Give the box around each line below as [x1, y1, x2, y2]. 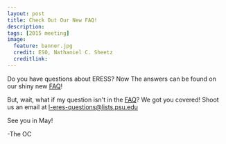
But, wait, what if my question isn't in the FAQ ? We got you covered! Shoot [7, 95, 220, 104]
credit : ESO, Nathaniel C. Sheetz [13, 49, 113, 56]
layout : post [7, 10, 45, 17]
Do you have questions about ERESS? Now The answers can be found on [7, 74, 216, 83]
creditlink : [13, 56, 49, 63]
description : [7, 23, 45, 30]
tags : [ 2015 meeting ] [7, 29, 70, 37]
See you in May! [7, 116, 53, 125]
